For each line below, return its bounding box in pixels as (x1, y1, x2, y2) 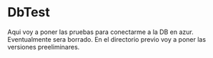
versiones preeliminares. (7, 42, 80, 51)
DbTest (7, 4, 50, 21)
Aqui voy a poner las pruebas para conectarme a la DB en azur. (7, 28, 194, 36)
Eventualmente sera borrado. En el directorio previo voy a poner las (7, 35, 206, 43)
